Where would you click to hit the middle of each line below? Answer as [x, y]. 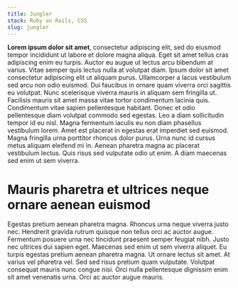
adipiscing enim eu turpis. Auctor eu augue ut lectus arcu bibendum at [110, 63]
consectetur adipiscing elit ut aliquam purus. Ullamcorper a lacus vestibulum [119, 78]
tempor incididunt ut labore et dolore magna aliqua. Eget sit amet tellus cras [118, 55]
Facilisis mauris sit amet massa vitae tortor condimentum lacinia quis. [109, 100]
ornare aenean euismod [79, 204]
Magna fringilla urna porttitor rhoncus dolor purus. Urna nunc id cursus [111, 138]
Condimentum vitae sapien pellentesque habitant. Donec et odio [101, 108]
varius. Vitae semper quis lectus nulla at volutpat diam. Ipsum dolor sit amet [118, 70]
